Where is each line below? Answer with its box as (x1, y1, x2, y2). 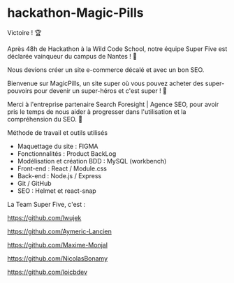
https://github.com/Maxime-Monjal (7, 240, 108, 249)
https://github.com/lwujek (7, 213, 82, 222)
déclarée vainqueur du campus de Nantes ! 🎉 (7, 52, 138, 60)
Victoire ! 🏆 (7, 28, 42, 36)
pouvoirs (7, 86, 33, 95)
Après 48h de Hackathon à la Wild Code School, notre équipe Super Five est (7, 44, 228, 53)
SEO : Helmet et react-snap (17, 187, 96, 195)
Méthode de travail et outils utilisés (7, 128, 108, 137)
